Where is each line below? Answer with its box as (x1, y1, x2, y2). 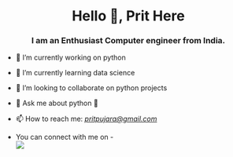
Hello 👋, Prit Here (72, 7, 185, 25)
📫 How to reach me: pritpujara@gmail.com (15, 114, 157, 124)
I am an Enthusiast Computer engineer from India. (31, 35, 226, 46)
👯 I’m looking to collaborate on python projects (15, 83, 168, 93)
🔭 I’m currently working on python (15, 53, 126, 62)
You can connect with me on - (15, 133, 114, 142)
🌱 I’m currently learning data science (15, 68, 135, 78)
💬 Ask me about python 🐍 (15, 98, 98, 108)
